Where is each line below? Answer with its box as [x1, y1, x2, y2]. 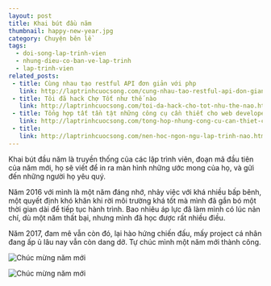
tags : [8, 42, 27, 50]
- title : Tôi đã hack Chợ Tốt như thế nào [11, 95, 157, 103]
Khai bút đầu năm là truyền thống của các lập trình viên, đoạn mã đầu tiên [8, 154, 254, 164]
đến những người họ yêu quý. [8, 171, 106, 181]
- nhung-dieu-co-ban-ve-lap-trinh [15, 57, 131, 65]
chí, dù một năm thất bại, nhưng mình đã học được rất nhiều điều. [8, 212, 226, 222]
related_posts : [8, 72, 60, 80]
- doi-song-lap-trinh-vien [15, 49, 106, 57]
